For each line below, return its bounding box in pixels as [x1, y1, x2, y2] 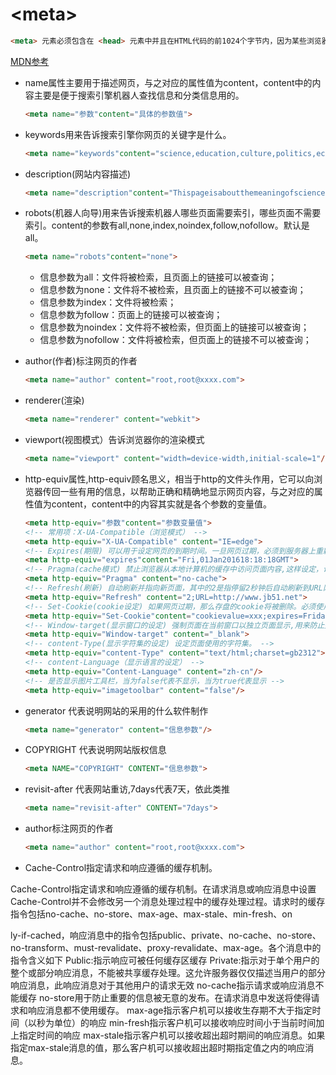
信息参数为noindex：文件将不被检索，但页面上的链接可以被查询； [39, 321, 310, 333]
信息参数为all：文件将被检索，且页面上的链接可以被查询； [39, 271, 278, 283]
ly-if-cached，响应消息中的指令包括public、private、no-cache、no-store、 [10, 929, 322, 942]
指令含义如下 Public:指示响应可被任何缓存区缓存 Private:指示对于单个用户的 [10, 954, 320, 967]
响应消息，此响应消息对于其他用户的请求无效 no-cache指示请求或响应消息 [10, 979, 316, 992]
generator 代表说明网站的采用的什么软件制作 [24, 704, 209, 717]
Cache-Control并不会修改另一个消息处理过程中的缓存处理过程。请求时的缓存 [10, 896, 326, 908]
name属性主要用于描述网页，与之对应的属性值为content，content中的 [24, 76, 313, 88]
